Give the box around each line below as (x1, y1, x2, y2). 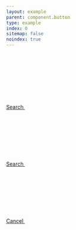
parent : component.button (6, 14, 70, 20)
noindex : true (6, 36, 42, 42)
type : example (6, 20, 42, 26)
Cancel (6, 217, 24, 224)
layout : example (6, 8, 46, 15)
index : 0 (6, 25, 28, 32)
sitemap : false (6, 31, 44, 37)
